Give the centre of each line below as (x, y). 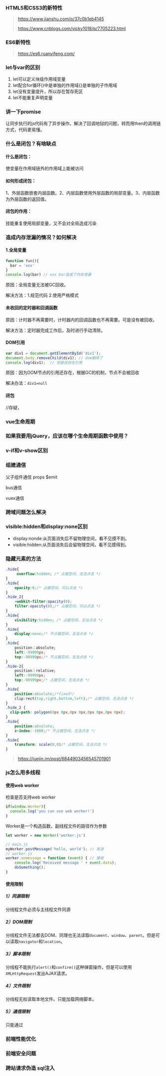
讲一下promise (23, 112)
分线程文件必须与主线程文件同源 (38, 910)
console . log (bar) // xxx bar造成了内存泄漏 (48, 275)
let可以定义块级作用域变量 (39, 79)
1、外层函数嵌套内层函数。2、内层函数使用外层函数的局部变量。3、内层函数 (83, 193)
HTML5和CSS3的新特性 (34, 7)
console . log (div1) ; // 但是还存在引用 (44, 363)
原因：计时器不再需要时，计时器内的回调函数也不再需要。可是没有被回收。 (81, 320)
